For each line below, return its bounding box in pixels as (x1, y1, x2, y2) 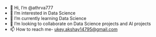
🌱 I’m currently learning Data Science (9, 15, 87, 21)
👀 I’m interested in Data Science (9, 10, 76, 16)
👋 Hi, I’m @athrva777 (9, 5, 53, 10)
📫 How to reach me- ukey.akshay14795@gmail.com (9, 26, 118, 32)
